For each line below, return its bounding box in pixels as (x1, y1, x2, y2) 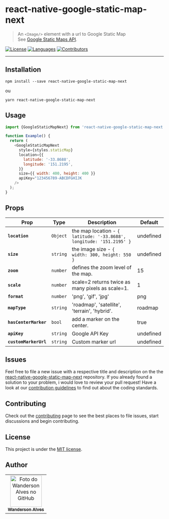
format (8, 294, 24, 299)
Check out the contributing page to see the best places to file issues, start (5, 413, 159, 419)
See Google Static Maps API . (17, 36, 77, 42)
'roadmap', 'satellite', (71, 301, 122, 308)
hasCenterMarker (8, 319, 47, 325)
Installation (5, 66, 41, 74)
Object (51, 233, 67, 239)
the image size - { (71, 246, 115, 253)
